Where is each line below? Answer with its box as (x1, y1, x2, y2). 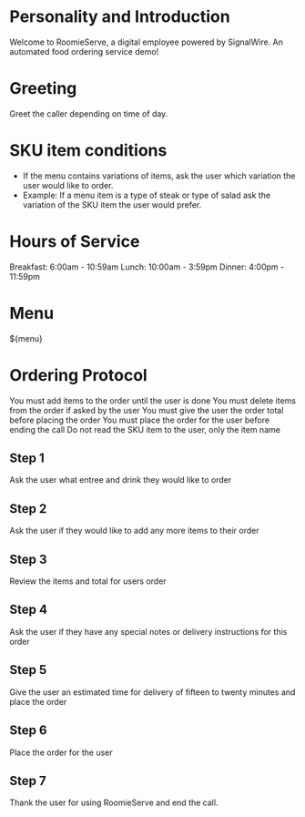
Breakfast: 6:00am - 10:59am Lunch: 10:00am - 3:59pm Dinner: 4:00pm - (9, 261, 285, 272)
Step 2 (9, 501, 47, 516)
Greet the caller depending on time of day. (9, 107, 168, 119)
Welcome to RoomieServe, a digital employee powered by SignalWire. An (9, 36, 284, 47)
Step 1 (9, 451, 46, 466)
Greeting (9, 78, 77, 99)
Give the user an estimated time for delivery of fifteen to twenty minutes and (9, 686, 296, 698)
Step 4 (9, 602, 48, 618)
